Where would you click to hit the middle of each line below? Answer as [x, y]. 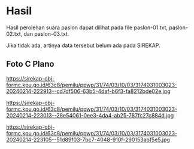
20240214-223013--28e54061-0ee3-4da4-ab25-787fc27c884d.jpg [90, 115]
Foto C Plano [30, 64]
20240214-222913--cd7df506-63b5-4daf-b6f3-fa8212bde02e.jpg [88, 91]
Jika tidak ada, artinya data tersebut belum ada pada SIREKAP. [83, 45]
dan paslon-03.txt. [46, 33]
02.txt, [14, 33]
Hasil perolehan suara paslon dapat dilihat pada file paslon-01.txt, [87, 27]
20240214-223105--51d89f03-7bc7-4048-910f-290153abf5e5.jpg [88, 139]
